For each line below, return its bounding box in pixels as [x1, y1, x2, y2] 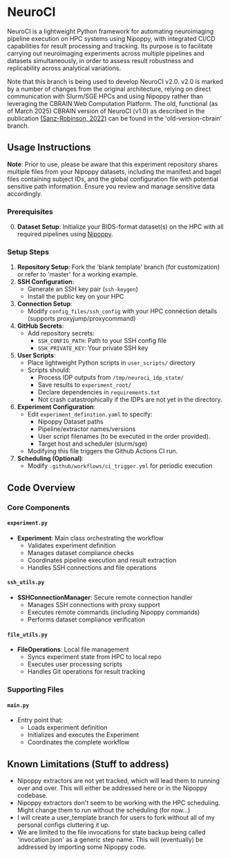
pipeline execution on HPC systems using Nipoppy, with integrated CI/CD [7, 34, 215, 42]
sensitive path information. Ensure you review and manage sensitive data [7, 182, 215, 191]
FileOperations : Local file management [17, 645, 129, 654]
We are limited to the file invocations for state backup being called [17, 828, 206, 837]
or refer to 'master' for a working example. [17, 270, 138, 279]
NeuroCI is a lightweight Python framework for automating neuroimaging [7, 27, 214, 35]
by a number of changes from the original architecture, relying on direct [7, 85, 211, 93]
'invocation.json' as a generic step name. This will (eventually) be [17, 836, 204, 844]
